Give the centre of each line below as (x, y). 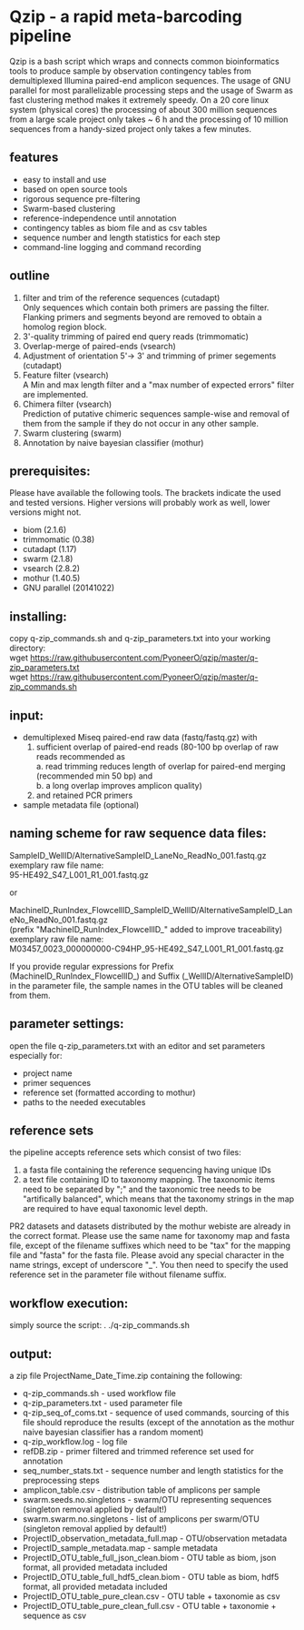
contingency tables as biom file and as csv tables (115, 227)
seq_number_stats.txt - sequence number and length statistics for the (153, 1471)
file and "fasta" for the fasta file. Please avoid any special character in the (147, 1255)
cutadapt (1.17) (49, 549)
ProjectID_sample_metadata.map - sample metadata (120, 1548)
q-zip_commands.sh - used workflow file (99, 1394)
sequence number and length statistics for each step (121, 237)
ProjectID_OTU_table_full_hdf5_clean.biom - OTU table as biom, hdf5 (151, 1577)
